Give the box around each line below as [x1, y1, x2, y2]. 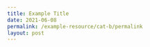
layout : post [7, 29, 45, 37]
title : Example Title [7, 10, 69, 17]
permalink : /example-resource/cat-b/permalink [7, 23, 143, 30]
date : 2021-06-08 [7, 17, 57, 23]
